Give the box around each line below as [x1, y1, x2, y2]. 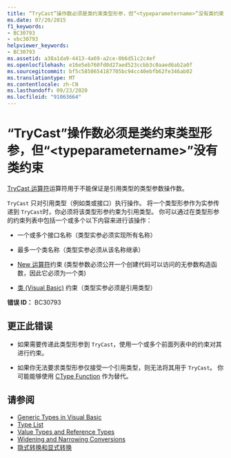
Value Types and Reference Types [17, 428, 115, 436]
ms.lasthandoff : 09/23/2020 [7, 87, 88, 94]
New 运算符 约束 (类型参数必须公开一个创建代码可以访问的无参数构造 [17, 260, 212, 268]
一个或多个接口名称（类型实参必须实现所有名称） [17, 231, 157, 239]
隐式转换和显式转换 [17, 443, 72, 451]
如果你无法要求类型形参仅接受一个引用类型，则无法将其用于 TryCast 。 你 [17, 363, 224, 372]
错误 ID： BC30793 [7, 298, 62, 306]
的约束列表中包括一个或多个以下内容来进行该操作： [7, 216, 152, 225]
